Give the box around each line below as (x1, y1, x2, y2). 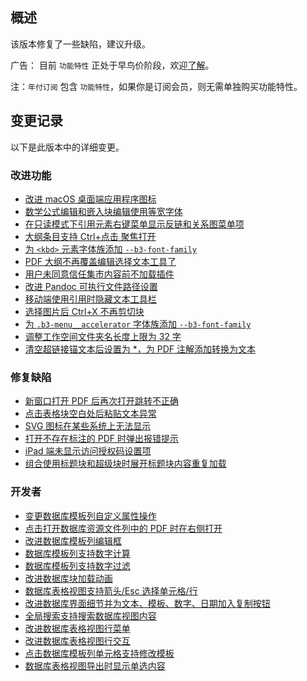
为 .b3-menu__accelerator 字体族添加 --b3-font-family (24, 318, 252, 330)
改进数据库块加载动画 (24, 572, 113, 584)
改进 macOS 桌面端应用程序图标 (24, 193, 157, 205)
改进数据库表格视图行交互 (24, 634, 131, 647)
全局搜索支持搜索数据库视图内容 (24, 609, 157, 622)
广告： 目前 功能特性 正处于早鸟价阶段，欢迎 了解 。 (10, 59, 215, 71)
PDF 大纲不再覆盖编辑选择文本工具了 (24, 255, 177, 267)
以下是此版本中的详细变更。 (10, 141, 125, 153)
